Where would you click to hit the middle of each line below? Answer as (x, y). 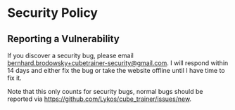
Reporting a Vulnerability (63, 39)
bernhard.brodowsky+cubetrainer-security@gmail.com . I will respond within (118, 63)
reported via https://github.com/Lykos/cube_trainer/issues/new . (100, 99)
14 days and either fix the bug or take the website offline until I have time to (116, 70)
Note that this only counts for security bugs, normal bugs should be (105, 91)
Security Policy (53, 13)
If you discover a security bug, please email (70, 55)
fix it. (15, 78)
